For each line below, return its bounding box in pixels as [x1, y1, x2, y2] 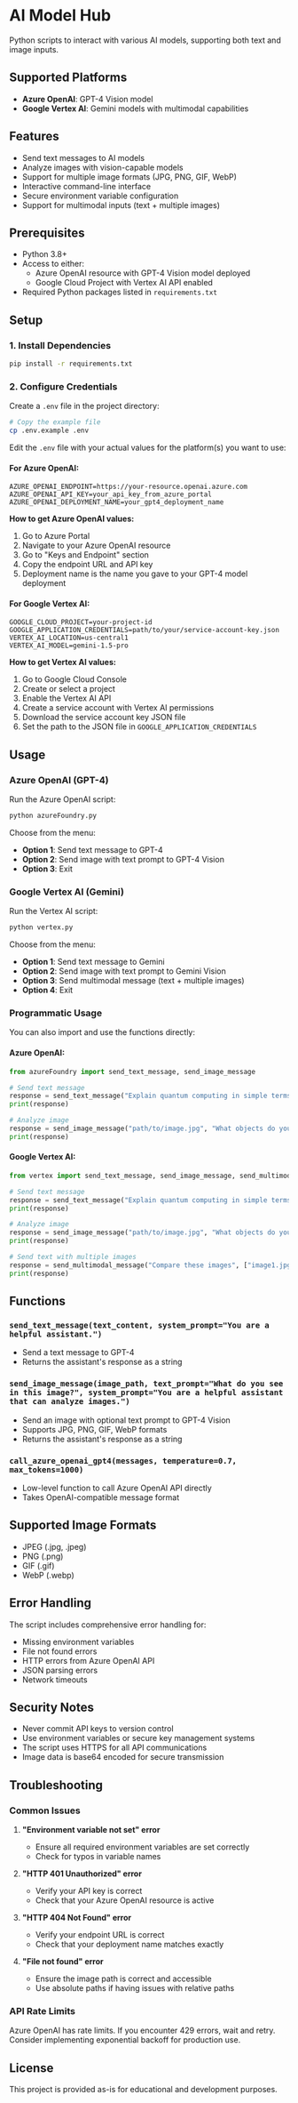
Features [9, 129, 59, 144]
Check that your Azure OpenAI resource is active [35, 1895, 215, 1906]
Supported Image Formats [9, 1518, 157, 1533]
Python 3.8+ [21, 249, 68, 260]
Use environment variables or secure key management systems [21, 1733, 255, 1744]
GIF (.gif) [21, 1560, 55, 1570]
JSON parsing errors [21, 1665, 98, 1675]
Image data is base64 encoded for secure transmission [21, 1752, 224, 1762]
